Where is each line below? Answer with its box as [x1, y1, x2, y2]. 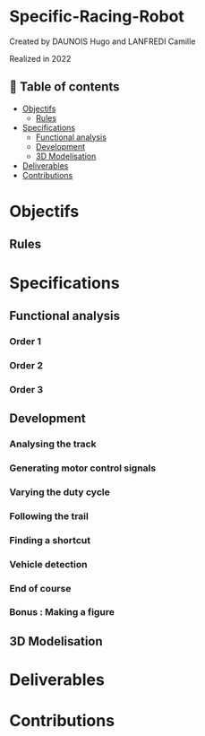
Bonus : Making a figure [9, 606, 115, 619]
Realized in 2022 [9, 53, 72, 64]
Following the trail [9, 509, 90, 522]
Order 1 [9, 334, 42, 347]
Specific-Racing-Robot [9, 6, 185, 27]
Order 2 [9, 359, 43, 371]
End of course [9, 582, 72, 594]
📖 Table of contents [9, 79, 120, 95]
